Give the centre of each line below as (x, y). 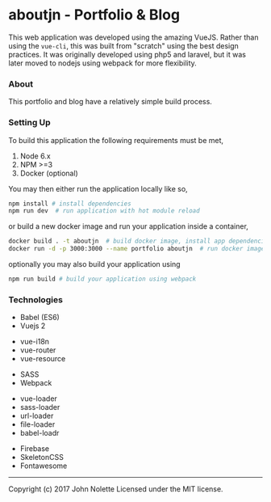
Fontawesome (44, 466)
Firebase (35, 449)
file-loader (38, 424)
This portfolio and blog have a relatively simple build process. (110, 102)
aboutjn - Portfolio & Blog (94, 15)
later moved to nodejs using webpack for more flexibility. (103, 63)
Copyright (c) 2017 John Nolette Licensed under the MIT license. (116, 489)
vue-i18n (35, 342)
